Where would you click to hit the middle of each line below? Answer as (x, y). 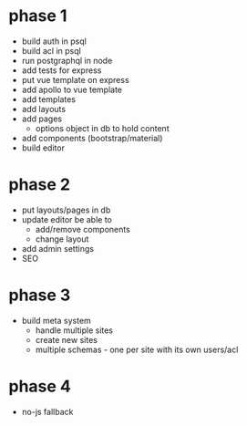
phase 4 (40, 386)
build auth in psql (54, 41)
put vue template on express (75, 79)
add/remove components (83, 229)
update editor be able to (67, 219)
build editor (43, 148)
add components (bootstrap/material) (92, 138)
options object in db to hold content (102, 128)
